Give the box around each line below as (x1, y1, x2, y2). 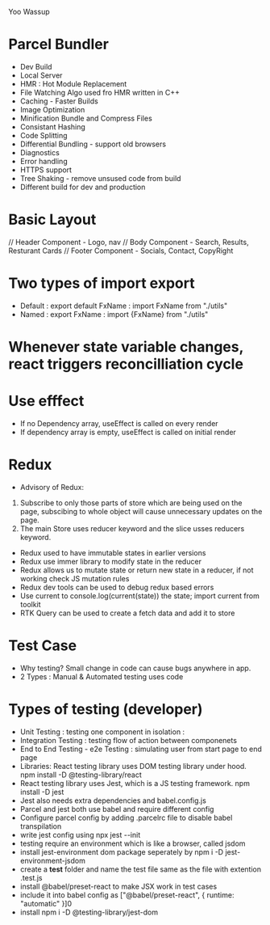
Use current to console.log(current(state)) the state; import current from (19, 590, 260, 601)
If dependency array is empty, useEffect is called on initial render (19, 427, 236, 437)
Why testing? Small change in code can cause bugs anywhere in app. (19, 663, 251, 673)
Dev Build (19, 61, 52, 71)
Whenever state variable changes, (8, 338, 244, 356)
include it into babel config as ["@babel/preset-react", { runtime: (19, 889, 235, 900)
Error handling (19, 156, 68, 166)
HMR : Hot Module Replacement (19, 78, 127, 88)
